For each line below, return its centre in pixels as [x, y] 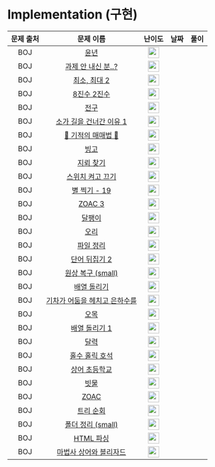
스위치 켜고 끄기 [92, 177]
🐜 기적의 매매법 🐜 [92, 136]
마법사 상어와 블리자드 [91, 452]
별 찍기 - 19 [92, 190]
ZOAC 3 [92, 204]
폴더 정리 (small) [92, 425]
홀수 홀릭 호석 [92, 356]
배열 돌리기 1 [91, 328]
